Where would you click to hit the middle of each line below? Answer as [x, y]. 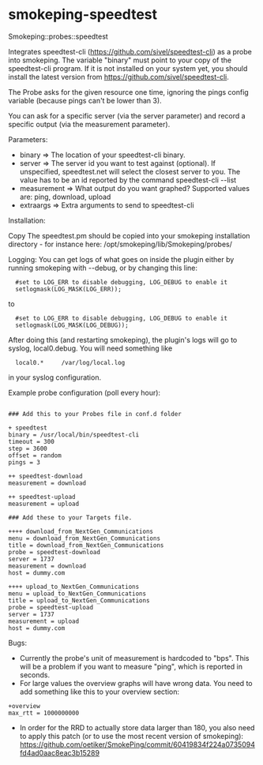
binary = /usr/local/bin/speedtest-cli [74, 435]
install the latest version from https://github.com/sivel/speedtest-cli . [118, 77]
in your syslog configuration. [54, 377]
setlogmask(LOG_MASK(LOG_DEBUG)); [72, 325]
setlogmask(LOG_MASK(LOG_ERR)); [69, 289]
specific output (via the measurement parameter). [89, 124]
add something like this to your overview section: [100, 692]
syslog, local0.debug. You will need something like [90, 348]
